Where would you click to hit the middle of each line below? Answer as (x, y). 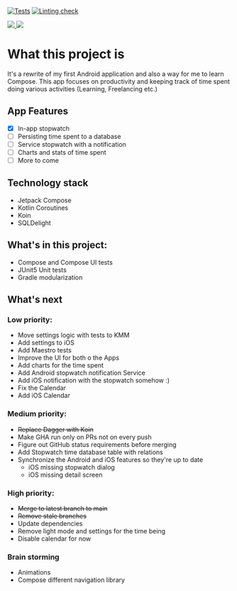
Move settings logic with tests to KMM (73, 335)
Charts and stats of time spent (62, 152)
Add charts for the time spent (61, 365)
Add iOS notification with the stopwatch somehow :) (94, 380)
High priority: (31, 493)
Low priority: (30, 320)
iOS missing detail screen (65, 475)
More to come (38, 160)
